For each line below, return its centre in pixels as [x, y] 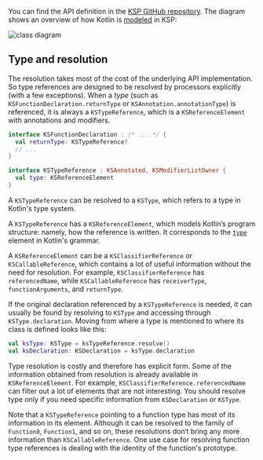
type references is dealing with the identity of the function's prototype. [122, 447]
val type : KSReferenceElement [64, 178]
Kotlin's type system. [42, 208]
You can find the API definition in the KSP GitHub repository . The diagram [127, 11]
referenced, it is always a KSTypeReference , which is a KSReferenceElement [127, 111]
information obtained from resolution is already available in [103, 374]
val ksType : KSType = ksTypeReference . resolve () [89, 343]
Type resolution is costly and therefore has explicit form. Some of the [120, 366]
